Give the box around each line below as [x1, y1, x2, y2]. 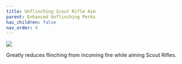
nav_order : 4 [6, 24, 38, 31]
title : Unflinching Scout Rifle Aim [6, 8, 96, 15]
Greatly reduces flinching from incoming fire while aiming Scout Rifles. [6, 52, 177, 59]
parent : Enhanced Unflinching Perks [6, 14, 96, 20]
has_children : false [6, 19, 57, 25]
